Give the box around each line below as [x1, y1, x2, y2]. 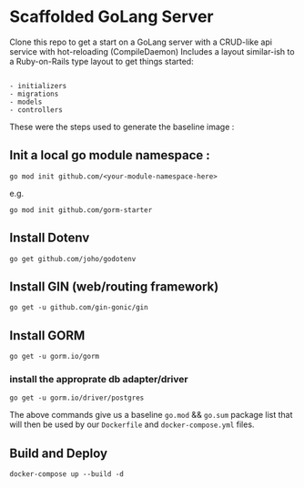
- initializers [9, 81, 67, 90]
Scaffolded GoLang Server [9, 6, 214, 27]
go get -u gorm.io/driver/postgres [9, 393, 145, 402]
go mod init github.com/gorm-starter [9, 205, 153, 215]
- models [9, 97, 43, 107]
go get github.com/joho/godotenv [9, 254, 137, 263]
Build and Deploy [9, 445, 107, 461]
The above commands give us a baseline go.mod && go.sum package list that [9, 410, 293, 421]
